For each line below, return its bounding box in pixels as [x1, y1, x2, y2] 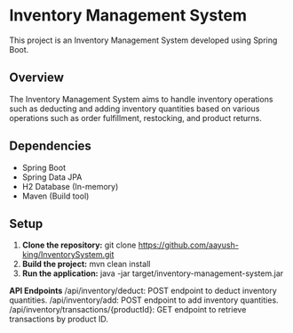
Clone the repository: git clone [21, 240, 137, 250]
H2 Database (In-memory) [21, 181, 119, 191]
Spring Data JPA [21, 171, 83, 183]
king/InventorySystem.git [21, 249, 115, 260]
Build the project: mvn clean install [21, 259, 151, 270]
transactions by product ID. [9, 313, 108, 325]
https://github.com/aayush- [138, 240, 240, 250]
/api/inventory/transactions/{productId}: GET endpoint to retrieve [9, 305, 247, 315]
